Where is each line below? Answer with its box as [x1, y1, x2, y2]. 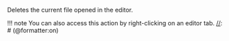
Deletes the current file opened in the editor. [7, 6, 134, 14]
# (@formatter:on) [7, 27, 59, 34]
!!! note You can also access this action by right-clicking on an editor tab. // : [7, 19, 223, 27]
